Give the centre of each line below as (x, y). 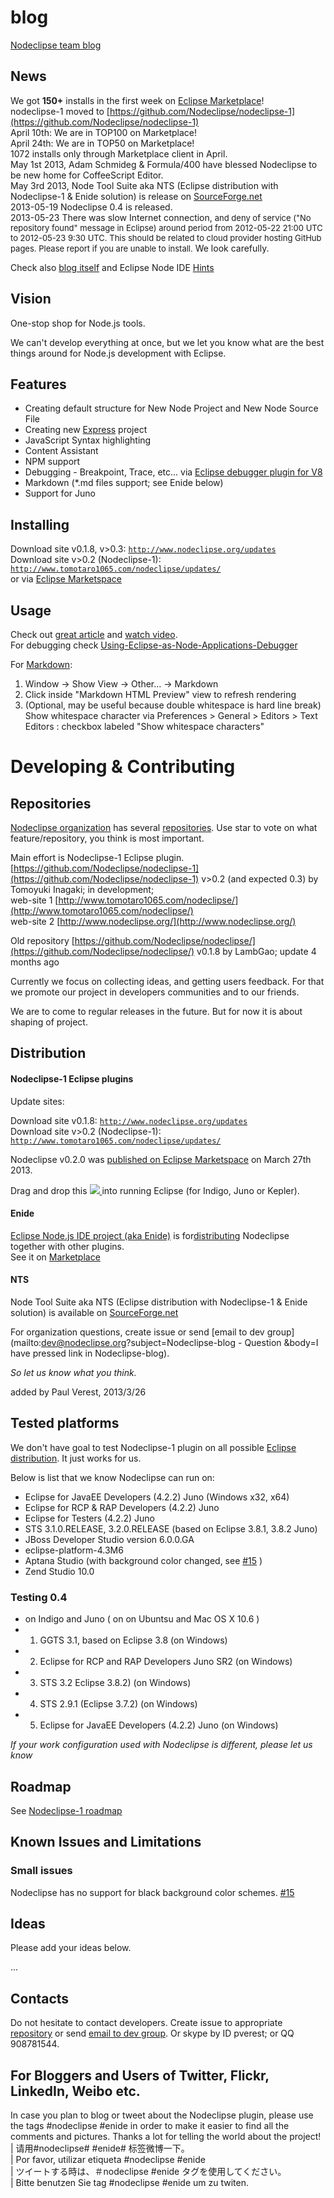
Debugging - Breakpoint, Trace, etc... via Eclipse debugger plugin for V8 (173, 472)
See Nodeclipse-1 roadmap (66, 1810)
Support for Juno (60, 493)
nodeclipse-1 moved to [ (60, 111)
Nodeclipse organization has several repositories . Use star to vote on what (164, 827)
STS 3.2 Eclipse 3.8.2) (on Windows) (115, 1683)
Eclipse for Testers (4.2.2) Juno (89, 1518)
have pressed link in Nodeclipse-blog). (90, 1353)
